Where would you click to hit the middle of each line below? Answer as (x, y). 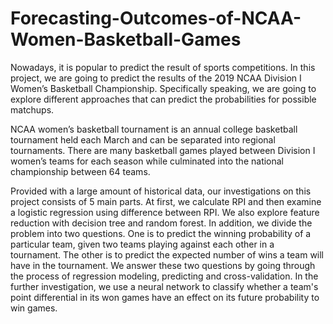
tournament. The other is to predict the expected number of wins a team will (167, 254)
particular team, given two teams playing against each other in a (142, 244)
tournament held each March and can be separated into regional (143, 139)
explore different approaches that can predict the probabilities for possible (163, 99)
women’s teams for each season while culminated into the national (147, 161)
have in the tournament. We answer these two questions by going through (163, 265)
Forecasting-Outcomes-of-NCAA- (156, 18)
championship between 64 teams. (80, 171)
